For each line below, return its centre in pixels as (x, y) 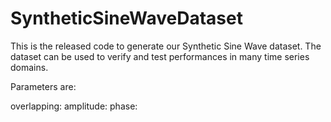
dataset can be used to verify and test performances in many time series (160, 56)
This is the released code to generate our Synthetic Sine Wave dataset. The (166, 46)
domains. (29, 67)
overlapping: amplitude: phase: (74, 106)
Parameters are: (43, 86)
